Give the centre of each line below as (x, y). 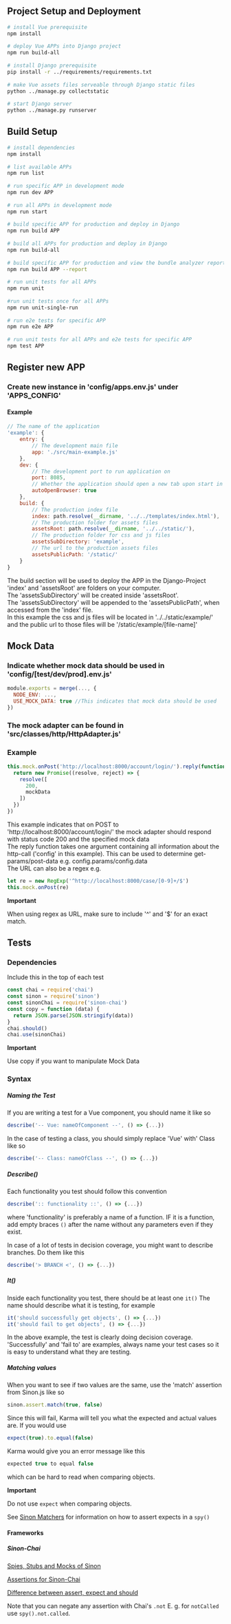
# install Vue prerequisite (47, 27)
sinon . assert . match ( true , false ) (55, 1405)
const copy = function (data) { (53, 1009)
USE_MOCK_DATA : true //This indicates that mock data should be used (115, 701)
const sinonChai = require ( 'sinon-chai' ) (67, 1003)
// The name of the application (53, 427)
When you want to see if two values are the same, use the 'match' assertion (114, 1385)
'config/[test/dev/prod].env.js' (59, 674)
